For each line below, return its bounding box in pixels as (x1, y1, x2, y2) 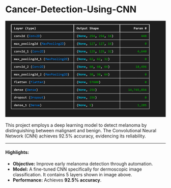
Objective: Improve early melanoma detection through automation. (12, 161, 153, 167)
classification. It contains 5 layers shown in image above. (12, 172, 132, 178)
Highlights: (5, 149, 30, 155)
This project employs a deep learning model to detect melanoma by (5, 122, 147, 128)
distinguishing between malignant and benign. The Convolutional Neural (5, 127, 157, 133)
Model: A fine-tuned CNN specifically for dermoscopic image (12, 166, 142, 172)
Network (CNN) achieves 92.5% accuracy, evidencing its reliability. (5, 133, 146, 139)
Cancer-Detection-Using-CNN (5, 4, 136, 15)
